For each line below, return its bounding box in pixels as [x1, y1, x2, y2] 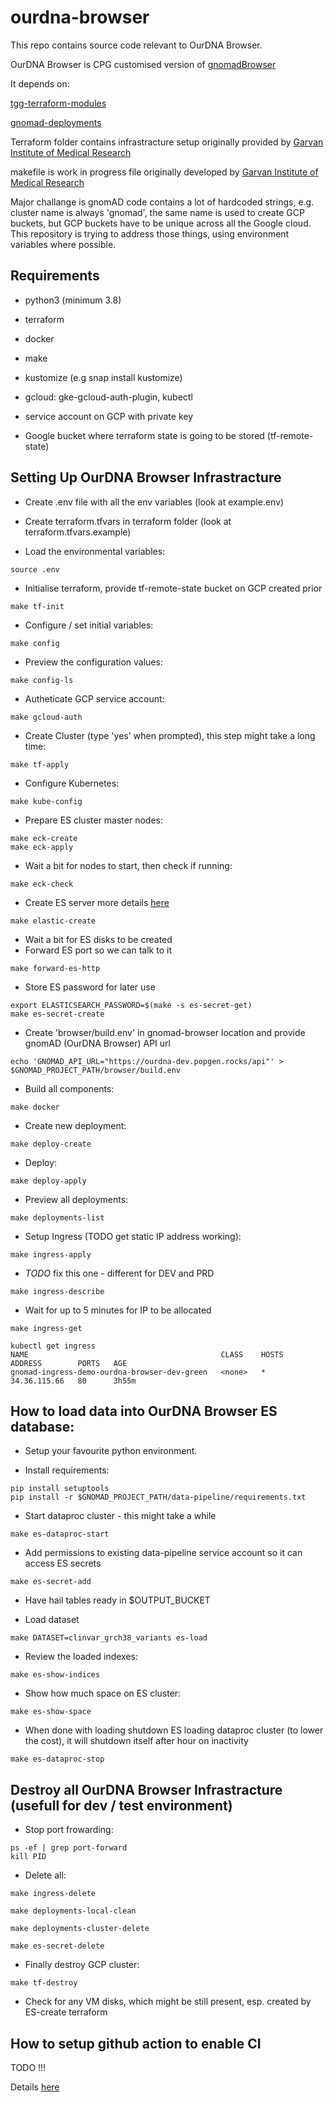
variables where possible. [10, 238, 117, 250]
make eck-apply [10, 842, 74, 852]
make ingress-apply [10, 1249, 92, 1260]
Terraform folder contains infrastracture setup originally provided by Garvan [10, 136, 324, 148]
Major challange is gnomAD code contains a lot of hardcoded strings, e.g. [10, 196, 315, 208]
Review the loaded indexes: [24, 1651, 139, 1663]
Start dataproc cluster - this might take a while [24, 1510, 217, 1522]
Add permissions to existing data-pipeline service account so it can [24, 1547, 303, 1559]
